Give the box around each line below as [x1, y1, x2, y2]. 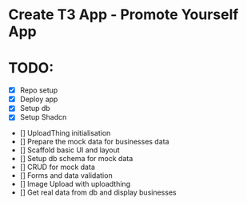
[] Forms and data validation [19, 171, 114, 180]
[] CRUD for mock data [19, 162, 96, 172]
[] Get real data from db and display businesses [19, 187, 177, 197]
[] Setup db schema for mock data [19, 154, 133, 164]
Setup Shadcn [19, 112, 67, 122]
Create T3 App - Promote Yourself [8, 6, 239, 24]
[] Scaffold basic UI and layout [19, 145, 120, 155]
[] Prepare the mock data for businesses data [19, 137, 169, 147]
